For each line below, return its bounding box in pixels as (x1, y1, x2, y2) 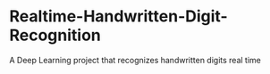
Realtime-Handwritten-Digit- (9, 6, 228, 27)
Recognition (9, 25, 101, 45)
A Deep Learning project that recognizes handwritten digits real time (9, 54, 261, 65)
